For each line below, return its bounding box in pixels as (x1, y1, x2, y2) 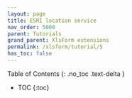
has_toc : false (7, 50, 53, 58)
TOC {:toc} (17, 83, 50, 92)
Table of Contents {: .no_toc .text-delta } (7, 69, 126, 78)
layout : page (7, 10, 46, 18)
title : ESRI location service (7, 17, 97, 24)
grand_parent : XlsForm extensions (7, 37, 110, 44)
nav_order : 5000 (7, 23, 55, 31)
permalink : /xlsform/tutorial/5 (7, 43, 103, 50)
